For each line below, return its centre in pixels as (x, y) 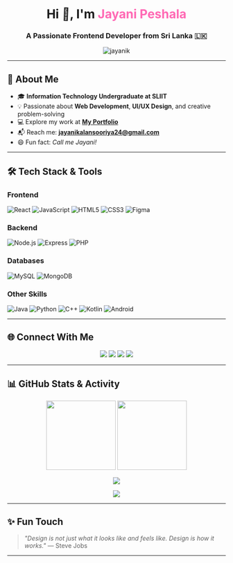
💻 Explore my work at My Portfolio (68, 122)
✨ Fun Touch (35, 522)
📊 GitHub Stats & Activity (63, 384)
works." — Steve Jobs (56, 546)
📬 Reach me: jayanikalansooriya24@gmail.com (88, 132)
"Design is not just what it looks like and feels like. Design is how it (119, 538)
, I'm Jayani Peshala (128, 14)
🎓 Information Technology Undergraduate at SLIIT (92, 96)
